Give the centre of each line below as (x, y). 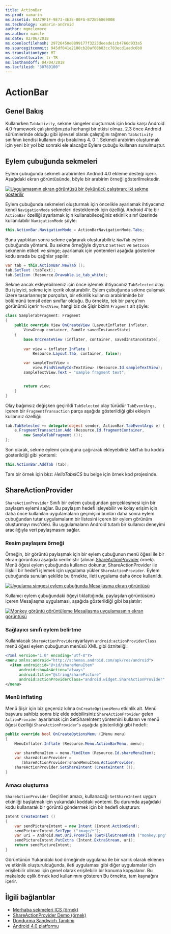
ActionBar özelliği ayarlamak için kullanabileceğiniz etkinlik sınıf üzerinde (81, 215)
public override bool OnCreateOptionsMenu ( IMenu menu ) (66, 734)
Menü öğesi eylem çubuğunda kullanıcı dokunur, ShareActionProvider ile (81, 565)
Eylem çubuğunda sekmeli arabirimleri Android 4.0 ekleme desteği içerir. (81, 173)
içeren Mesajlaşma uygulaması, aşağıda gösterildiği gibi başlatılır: (74, 601)
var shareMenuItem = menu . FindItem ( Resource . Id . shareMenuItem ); (85, 753)
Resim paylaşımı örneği (35, 543)
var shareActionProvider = (43, 758)
